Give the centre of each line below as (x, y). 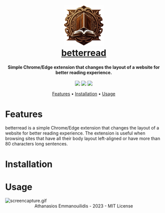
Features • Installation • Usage (84, 94)
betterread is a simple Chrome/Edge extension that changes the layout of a (82, 128)
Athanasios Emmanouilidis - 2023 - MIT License (84, 206)
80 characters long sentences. (37, 144)
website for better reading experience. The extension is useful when (75, 133)
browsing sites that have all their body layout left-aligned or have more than (83, 138)
